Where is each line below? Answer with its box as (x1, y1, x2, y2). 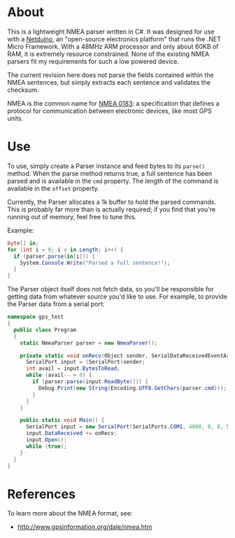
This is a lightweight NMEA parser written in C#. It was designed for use (7, 27, 215, 36)
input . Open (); (25, 436, 68, 443)
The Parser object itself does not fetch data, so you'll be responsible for (7, 285, 215, 294)
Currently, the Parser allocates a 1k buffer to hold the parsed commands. (7, 198, 217, 206)
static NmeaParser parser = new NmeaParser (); (20, 339, 158, 347)
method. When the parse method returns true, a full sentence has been (7, 169, 212, 177)
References (7, 486, 76, 502)
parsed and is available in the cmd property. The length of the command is (7, 177, 219, 185)
